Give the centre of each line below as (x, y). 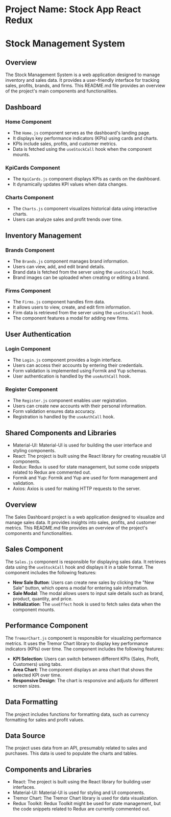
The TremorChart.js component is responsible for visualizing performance (83, 638)
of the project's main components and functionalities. (62, 91)
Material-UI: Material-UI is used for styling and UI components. (79, 792)
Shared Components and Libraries (61, 433)
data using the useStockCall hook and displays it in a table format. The (79, 567)
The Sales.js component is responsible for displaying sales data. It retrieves (86, 562)
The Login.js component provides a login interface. (67, 360)
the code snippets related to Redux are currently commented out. (81, 809)
